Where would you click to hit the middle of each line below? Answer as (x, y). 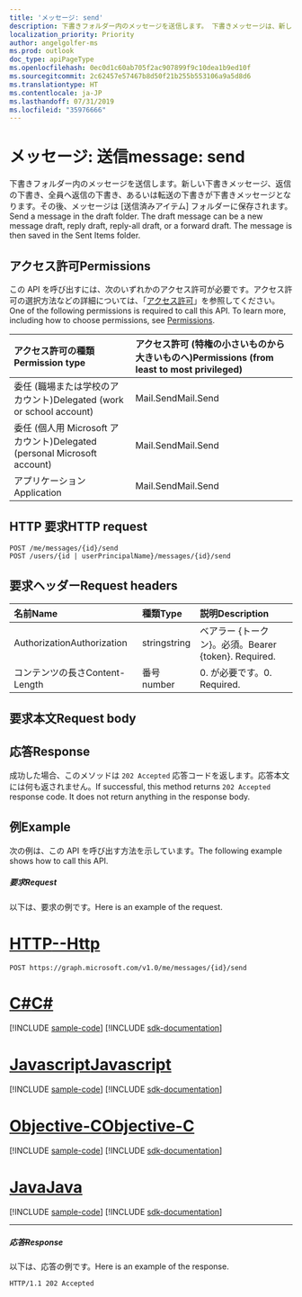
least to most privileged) (189, 369)
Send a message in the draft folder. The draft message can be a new (136, 216)
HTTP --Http (55, 944)
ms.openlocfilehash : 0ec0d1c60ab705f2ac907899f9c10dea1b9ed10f (130, 68)
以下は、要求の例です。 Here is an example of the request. (116, 906)
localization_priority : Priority (72, 34)
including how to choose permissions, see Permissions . (112, 320)
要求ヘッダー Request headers (93, 586)
